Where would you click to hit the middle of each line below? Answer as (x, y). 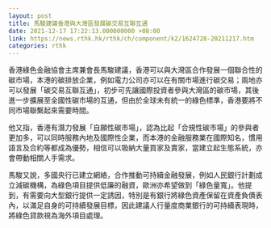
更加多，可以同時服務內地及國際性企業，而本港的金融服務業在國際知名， (128, 137)
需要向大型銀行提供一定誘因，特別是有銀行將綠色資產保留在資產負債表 (146, 196)
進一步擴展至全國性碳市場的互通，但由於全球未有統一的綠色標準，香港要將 (132, 100)
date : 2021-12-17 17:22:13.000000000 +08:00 (84, 31)
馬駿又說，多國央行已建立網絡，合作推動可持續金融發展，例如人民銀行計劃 (132, 175)
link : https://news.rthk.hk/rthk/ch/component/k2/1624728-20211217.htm (131, 38)
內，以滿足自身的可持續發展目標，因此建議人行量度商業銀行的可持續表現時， (135, 205)
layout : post (30, 16)
